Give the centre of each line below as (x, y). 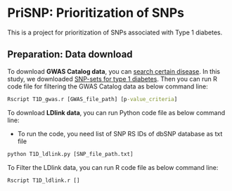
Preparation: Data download (70, 54)
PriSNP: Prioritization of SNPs (96, 13)
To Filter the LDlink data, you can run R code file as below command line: (113, 167)
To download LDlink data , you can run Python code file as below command (116, 112)
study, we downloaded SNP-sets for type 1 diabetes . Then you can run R (112, 79)
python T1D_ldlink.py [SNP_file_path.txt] (70, 154)
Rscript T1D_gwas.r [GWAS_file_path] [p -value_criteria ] (92, 99)
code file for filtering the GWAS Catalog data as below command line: (108, 86)
